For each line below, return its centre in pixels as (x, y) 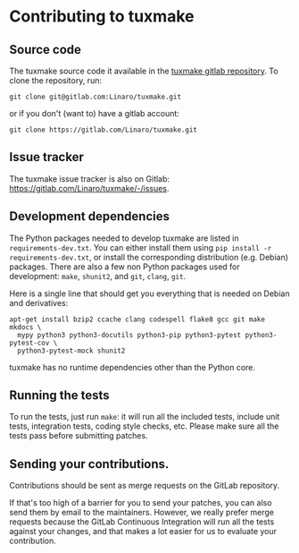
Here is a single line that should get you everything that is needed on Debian (149, 294)
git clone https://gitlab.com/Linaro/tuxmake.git (104, 130)
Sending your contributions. (89, 464)
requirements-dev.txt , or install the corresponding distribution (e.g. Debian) (149, 257)
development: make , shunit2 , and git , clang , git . (97, 276)
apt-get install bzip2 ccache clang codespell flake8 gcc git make (137, 319)
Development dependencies (89, 217)
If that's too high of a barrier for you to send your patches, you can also (141, 503)
